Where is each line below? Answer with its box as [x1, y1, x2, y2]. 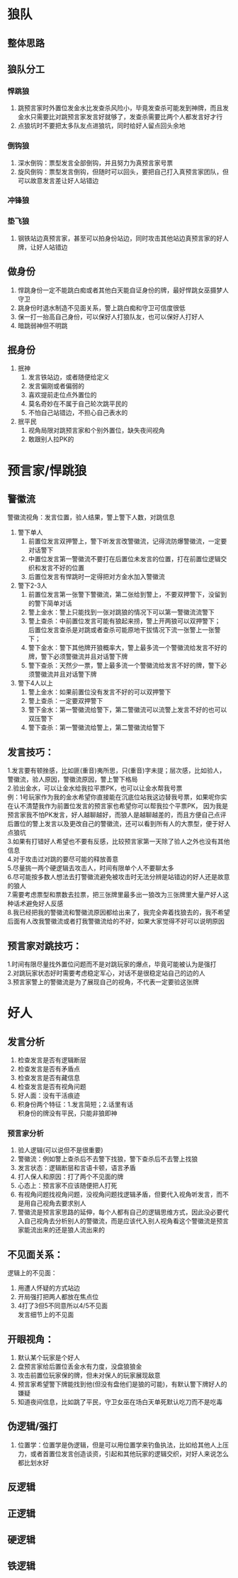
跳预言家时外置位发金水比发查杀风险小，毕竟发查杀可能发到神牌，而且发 [17, 104, 229, 112]
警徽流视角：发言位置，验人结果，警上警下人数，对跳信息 [7, 513, 175, 522]
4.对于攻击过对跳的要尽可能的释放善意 [7, 855, 119, 864]
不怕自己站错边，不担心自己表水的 [28, 409, 128, 417]
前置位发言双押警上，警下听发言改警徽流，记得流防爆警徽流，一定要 [28, 537, 227, 546]
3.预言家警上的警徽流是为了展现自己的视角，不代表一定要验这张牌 [7, 978, 200, 986]
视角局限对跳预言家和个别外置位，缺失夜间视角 [28, 426, 165, 435]
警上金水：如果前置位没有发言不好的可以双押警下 [28, 688, 171, 696]
